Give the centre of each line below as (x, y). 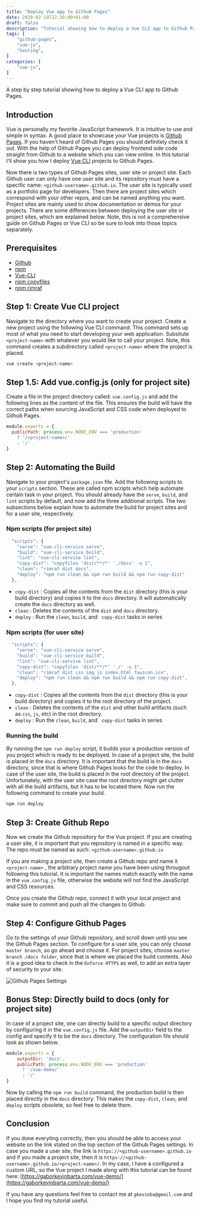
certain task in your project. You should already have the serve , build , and (97, 494)
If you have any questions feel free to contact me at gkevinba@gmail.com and (99, 1194)
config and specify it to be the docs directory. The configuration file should (98, 1036)
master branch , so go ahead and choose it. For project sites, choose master (98, 950)
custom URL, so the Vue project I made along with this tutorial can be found (99, 1169)
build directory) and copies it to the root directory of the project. (93, 701)
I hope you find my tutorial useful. (47, 1200)
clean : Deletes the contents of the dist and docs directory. (87, 610)
